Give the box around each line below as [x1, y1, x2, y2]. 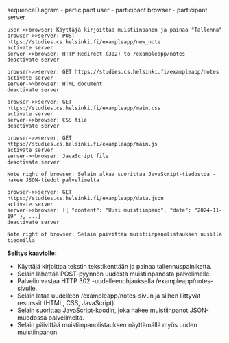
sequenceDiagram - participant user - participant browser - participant [7, 6, 208, 14]
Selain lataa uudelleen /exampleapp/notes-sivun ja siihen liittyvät [16, 291, 201, 300]
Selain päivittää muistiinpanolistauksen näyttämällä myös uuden [16, 321, 197, 329]
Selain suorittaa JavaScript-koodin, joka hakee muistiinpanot [16, 306, 189, 314]
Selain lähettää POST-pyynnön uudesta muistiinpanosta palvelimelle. [16, 269, 211, 278]
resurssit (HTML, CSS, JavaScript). [16, 299, 117, 307]
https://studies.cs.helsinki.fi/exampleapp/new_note [7, 38, 161, 45]
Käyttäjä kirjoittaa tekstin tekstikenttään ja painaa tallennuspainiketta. [16, 263, 213, 270]
